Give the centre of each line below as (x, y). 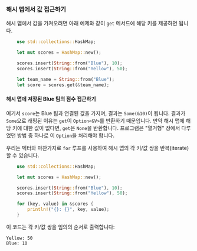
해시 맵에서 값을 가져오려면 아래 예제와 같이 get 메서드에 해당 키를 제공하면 (92, 23)
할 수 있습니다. (23, 155)
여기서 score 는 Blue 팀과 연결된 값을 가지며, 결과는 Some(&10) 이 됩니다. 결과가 (96, 113)
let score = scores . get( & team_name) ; (63, 85)
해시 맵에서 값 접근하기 (36, 9)
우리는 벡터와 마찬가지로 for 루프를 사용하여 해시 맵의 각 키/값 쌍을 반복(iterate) (98, 148)
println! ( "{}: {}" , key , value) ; (68, 210)
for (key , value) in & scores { (55, 204)
